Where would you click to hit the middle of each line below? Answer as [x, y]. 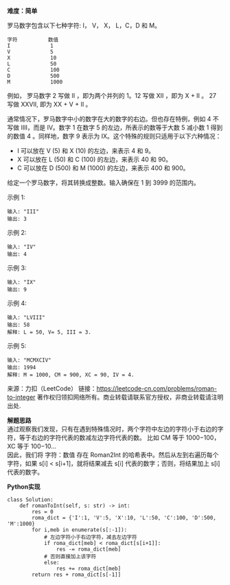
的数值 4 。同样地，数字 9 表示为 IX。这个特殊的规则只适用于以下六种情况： [114, 136]
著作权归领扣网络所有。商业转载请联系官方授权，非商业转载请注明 [130, 397]
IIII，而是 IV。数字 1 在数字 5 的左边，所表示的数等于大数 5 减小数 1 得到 [122, 127]
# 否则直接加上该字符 [70, 557]
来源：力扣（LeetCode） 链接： [52, 388]
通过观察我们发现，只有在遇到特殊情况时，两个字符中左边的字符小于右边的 [112, 429]
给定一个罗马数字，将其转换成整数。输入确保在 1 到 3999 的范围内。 [104, 183]
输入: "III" [23, 212]
